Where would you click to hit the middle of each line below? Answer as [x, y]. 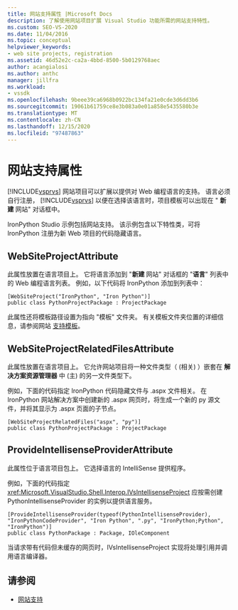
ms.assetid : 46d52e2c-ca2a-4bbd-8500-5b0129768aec [84, 61]
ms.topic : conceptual [39, 41]
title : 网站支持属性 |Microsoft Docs [60, 14]
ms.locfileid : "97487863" [45, 133]
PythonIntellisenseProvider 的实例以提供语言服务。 [82, 501]
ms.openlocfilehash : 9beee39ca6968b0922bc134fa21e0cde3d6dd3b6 [103, 100]
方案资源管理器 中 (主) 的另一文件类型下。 [75, 375]
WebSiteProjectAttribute [63, 256]
